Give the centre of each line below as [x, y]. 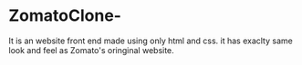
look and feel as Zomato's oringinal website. [91, 50]
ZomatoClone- [65, 16]
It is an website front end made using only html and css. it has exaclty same [151, 41]
